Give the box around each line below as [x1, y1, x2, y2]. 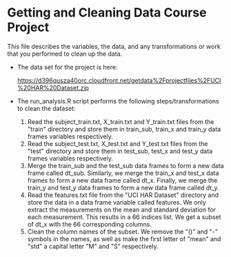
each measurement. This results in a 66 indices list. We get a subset [27, 212, 221, 221]
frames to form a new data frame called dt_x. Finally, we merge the [27, 176, 218, 184]
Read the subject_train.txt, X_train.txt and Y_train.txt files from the [27, 117, 214, 125]
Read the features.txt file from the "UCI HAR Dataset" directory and [27, 191, 219, 199]
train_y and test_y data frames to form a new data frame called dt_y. [27, 183, 219, 192]
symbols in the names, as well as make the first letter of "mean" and [27, 234, 221, 243]
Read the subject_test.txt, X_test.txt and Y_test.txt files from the [27, 139, 208, 147]
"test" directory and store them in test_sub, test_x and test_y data [27, 147, 213, 155]
